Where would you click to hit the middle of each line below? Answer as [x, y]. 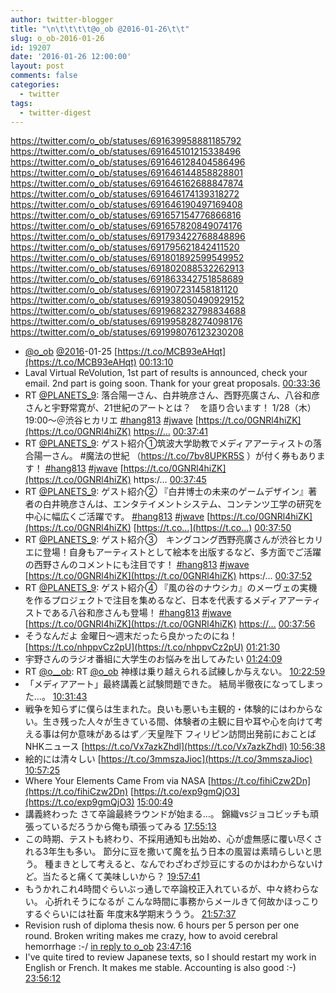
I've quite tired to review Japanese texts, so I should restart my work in [170, 957]
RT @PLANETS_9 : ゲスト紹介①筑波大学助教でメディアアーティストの [168, 443]
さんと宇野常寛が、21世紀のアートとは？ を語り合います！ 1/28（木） [170, 408]
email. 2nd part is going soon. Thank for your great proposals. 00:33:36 [172, 383]
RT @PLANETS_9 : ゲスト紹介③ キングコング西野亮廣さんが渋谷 [161, 540]
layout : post [37, 66]
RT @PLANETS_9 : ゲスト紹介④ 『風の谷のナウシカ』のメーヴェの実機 [171, 588]
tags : [21, 103]
